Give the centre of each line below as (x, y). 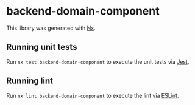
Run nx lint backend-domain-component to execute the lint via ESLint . (93, 95)
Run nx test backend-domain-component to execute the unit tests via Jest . (98, 61)
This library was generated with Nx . (51, 28)
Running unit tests (42, 47)
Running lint (30, 81)
